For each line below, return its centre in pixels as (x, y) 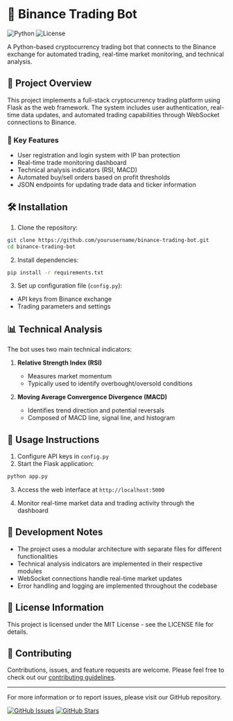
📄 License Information (55, 608)
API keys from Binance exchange (64, 299)
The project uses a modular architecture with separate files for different (119, 549)
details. (18, 632)
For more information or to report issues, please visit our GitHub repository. (114, 697)
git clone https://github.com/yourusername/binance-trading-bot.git (108, 240)
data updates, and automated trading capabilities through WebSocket (120, 114)
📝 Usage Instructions (53, 440)
